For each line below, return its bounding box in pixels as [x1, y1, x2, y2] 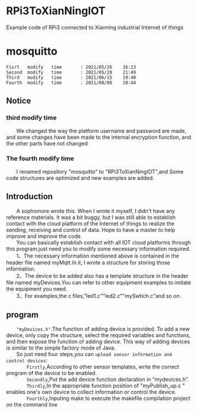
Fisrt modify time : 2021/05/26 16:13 [6, 64, 136, 70]
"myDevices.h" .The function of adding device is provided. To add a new [16, 325, 190, 333]
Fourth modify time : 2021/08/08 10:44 [6, 80, 136, 85]
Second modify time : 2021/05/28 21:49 [6, 69, 136, 75]
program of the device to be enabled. [6, 370, 97, 377]
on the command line [6, 401, 58, 408]
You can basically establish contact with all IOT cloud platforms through [16, 239, 191, 246]
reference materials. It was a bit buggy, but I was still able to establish [6, 214, 176, 221]
